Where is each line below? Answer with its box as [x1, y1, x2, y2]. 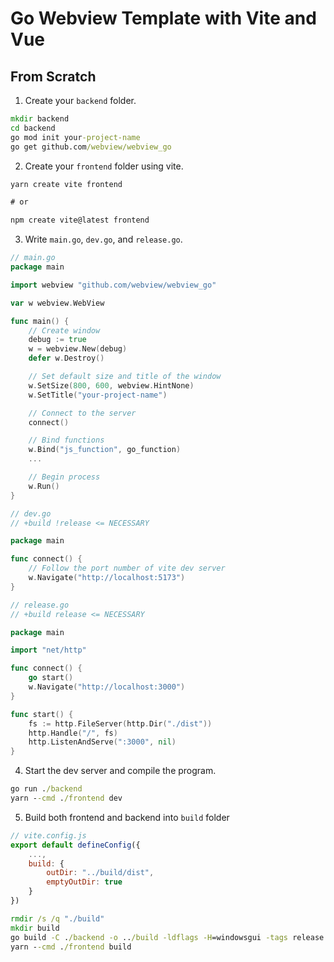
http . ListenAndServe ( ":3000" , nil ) [28, 737, 177, 747]
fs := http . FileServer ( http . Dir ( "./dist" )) [28, 718, 213, 729]
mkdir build [10, 923, 60, 933]
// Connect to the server [28, 408, 137, 418]
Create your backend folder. [24, 95, 137, 106]
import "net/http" [10, 645, 87, 656]
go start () [28, 673, 74, 683]
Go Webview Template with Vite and [10, 7, 317, 30]
